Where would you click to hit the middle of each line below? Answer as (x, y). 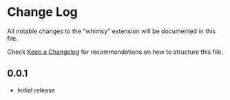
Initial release (36, 90)
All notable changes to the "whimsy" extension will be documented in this (112, 31)
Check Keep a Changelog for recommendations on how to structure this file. (115, 52)
